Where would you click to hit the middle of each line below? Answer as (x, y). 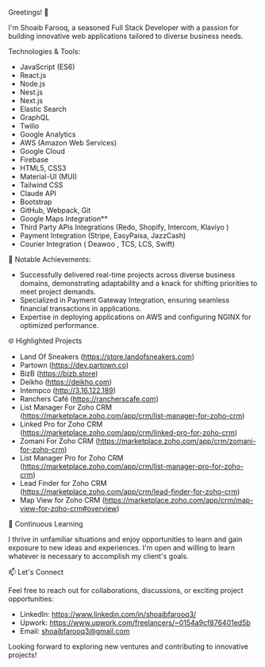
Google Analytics (48, 134)
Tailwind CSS (41, 185)
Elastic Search (43, 109)
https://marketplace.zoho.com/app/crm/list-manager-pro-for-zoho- (133, 466)
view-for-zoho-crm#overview (68, 509)
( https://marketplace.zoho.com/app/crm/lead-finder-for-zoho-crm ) (130, 492)
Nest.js (31, 92)
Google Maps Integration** (64, 219)
